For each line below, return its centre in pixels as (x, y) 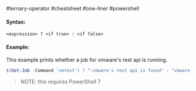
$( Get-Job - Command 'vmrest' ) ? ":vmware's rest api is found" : (87, 71)
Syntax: (16, 22)
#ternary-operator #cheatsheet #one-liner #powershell (73, 8)
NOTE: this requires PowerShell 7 (60, 82)
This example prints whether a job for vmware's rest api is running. (87, 60)
